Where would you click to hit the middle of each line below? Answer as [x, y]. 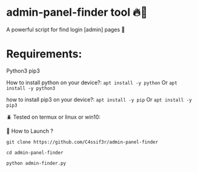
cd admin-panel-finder [35, 153]
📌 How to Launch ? [30, 131]
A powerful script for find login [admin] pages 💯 [66, 29]
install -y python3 [31, 88]
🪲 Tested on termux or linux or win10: [54, 117]
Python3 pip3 [23, 71]
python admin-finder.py [36, 163]
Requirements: [44, 54]
